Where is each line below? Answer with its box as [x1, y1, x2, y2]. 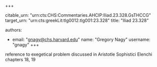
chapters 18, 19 [5, 57, 36, 62]
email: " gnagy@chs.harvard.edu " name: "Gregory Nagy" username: [12, 36, 151, 42]
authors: [5, 27, 22, 33]
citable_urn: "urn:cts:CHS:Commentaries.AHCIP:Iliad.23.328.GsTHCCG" [5, 12, 152, 18]
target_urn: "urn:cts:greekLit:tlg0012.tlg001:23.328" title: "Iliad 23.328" [5, 18, 149, 23]
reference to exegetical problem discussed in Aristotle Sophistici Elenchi [5, 51, 152, 57]
